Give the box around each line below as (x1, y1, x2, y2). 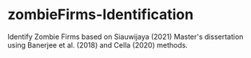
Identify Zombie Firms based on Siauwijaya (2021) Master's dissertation (7, 32, 244, 41)
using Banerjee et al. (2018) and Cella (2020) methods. (7, 40, 189, 49)
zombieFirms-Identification (7, 6, 193, 24)
